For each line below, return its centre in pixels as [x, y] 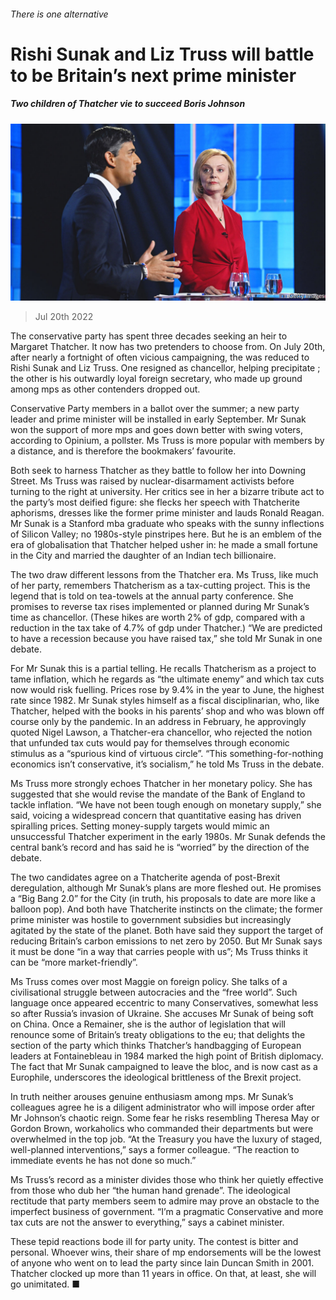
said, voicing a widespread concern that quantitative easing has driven [156, 816]
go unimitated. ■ [45, 1284]
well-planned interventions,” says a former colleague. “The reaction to [155, 1150]
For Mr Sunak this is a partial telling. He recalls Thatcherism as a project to [163, 669]
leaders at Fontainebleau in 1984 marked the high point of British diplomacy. [167, 1056]
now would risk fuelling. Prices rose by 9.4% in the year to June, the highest [167, 690]
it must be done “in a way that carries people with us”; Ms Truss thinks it [159, 952]
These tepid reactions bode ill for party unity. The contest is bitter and [154, 1242]
